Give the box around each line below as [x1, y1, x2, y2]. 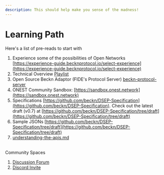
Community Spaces [5, 149, 46, 155]
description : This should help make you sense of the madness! [5, 7, 139, 12]
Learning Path [5, 28, 65, 40]
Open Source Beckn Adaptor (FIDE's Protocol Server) [12, 76, 122, 82]
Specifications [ [12, 97, 45, 103]
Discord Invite [12, 164, 41, 170]
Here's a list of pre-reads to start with [5, 45, 82, 51]
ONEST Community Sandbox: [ [12, 87, 76, 93]
